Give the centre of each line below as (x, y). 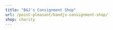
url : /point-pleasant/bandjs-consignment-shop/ (57, 15)
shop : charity (20, 19)
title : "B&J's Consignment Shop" (41, 10)
